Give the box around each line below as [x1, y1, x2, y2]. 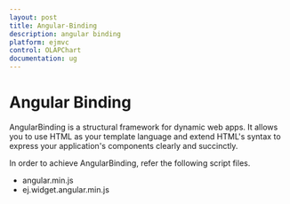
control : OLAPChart [9, 46, 82, 55]
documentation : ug [9, 54, 77, 63]
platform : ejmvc [9, 37, 69, 47]
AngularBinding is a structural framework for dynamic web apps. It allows [9, 122, 278, 132]
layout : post [9, 12, 58, 22]
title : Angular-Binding [9, 21, 98, 30]
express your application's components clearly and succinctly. [9, 140, 238, 151]
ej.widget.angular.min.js [21, 184, 109, 195]
